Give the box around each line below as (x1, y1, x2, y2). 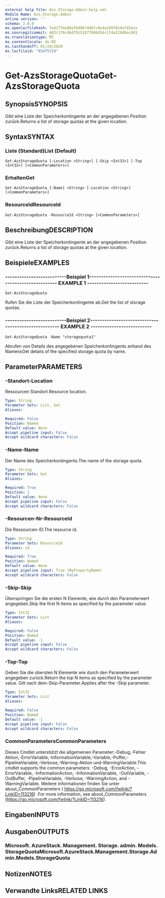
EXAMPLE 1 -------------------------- (58, 280, 149, 286)
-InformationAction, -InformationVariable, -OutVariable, (34, 770, 146, 776)
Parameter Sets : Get (5, 472, 48, 477)
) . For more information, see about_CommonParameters (33, 791, 147, 797)
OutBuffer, (5, 775, 26, 781)
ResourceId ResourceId (5, 201, 61, 208)
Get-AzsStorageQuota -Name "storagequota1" (5, 334, 96, 339)
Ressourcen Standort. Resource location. (5, 389, 87, 395)
